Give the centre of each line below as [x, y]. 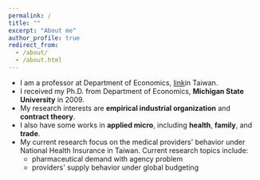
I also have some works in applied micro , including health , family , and [136, 125]
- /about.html [39, 61]
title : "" [25, 23]
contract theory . [47, 116]
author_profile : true [44, 38]
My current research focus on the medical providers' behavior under [132, 142]
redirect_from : [33, 45]
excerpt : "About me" [43, 30]
